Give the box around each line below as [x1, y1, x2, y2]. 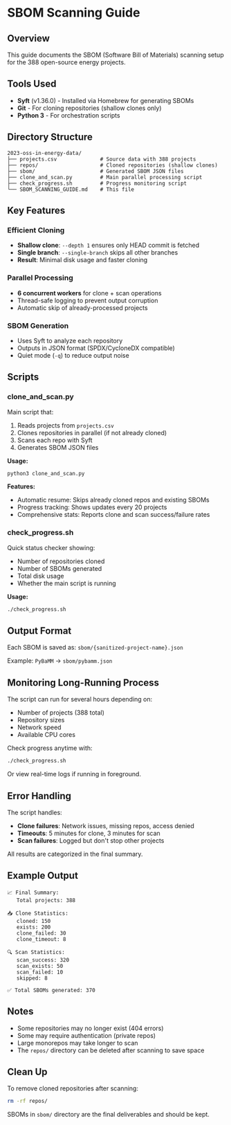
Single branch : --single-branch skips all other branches [17, 248, 178, 257]
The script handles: [7, 808, 62, 816]
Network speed [17, 723, 62, 731]
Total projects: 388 [16, 897, 76, 904]
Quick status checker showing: [7, 543, 95, 551]
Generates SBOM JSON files [17, 443, 99, 451]
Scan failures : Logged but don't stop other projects [17, 836, 165, 845]
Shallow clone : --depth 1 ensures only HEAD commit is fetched [17, 241, 200, 250]
